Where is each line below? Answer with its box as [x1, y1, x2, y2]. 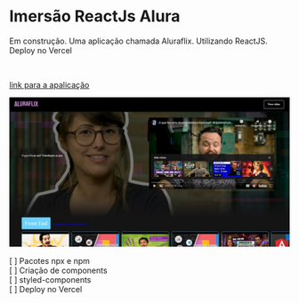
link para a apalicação [9, 79, 90, 90]
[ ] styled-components [9, 274, 92, 285]
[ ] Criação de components [9, 265, 109, 275]
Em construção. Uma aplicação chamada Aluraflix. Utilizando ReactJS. [9, 36, 269, 46]
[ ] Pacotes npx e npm [9, 255, 91, 266]
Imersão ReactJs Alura [9, 6, 181, 27]
